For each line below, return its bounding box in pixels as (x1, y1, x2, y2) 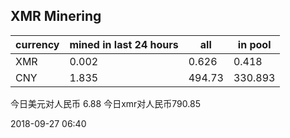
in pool (237, 37, 272, 51)
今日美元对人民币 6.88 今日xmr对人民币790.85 (10, 97, 201, 109)
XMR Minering (10, 8, 102, 25)
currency (15, 37, 60, 51)
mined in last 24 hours (69, 37, 179, 51)
